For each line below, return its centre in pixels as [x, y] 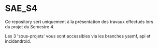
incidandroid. [18, 41]
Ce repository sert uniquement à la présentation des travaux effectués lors [79, 22]
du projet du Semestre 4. [30, 26]
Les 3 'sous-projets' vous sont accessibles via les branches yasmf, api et [78, 36]
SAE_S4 [21, 8]
